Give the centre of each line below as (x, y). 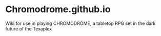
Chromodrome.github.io (58, 9)
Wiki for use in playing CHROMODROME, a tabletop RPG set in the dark (80, 23)
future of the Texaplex (29, 28)
